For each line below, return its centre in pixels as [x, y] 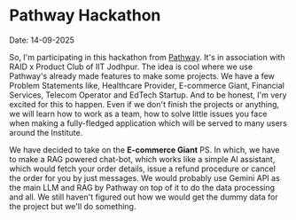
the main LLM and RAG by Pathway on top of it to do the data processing [142, 187]
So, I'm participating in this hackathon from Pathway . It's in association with [147, 57]
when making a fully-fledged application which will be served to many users [148, 123]
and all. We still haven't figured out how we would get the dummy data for [144, 197]
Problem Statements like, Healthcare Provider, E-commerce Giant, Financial [147, 85]
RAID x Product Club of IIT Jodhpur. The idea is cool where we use [131, 67]
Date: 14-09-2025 [42, 40]
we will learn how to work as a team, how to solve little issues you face [138, 114]
